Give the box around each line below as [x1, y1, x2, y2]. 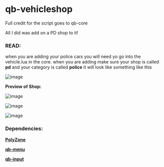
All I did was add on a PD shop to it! [5, 29, 78, 35]
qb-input [5, 156, 24, 162]
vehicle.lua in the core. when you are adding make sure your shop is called [5, 59, 159, 65]
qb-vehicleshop [5, 3, 73, 15]
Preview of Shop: [5, 83, 41, 89]
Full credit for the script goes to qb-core [5, 20, 88, 26]
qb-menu [5, 146, 25, 152]
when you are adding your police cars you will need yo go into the [5, 53, 141, 59]
